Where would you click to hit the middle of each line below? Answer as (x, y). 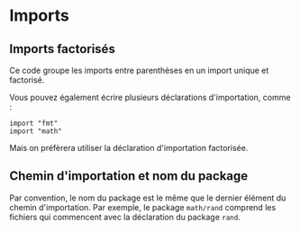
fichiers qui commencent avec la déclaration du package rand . (125, 217)
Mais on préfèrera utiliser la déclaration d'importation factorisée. (129, 148)
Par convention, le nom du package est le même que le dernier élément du (148, 198)
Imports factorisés (62, 49)
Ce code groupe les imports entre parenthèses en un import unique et (139, 70)
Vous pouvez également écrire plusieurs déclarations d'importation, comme (150, 97)
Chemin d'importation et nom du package (129, 176)
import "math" (36, 131)
